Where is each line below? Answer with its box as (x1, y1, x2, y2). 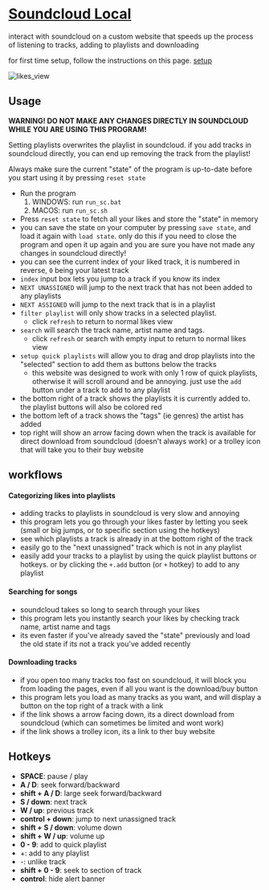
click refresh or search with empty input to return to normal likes (31, 333, 247, 343)
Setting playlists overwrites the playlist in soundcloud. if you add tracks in (8, 140, 251, 150)
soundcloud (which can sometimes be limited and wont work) (19, 718, 224, 727)
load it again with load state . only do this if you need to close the (19, 231, 237, 241)
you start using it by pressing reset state (8, 172, 146, 182)
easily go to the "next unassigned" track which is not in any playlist (19, 542, 243, 552)
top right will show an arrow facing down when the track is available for (19, 427, 257, 437)
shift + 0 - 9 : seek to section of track (19, 865, 142, 875)
